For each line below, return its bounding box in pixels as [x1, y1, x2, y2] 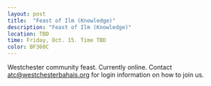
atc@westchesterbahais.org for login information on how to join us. [7, 70, 205, 79]
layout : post [7, 10, 46, 18]
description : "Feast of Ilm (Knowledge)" [7, 23, 132, 31]
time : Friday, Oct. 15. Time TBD [7, 37, 107, 44]
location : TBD [7, 30, 50, 38]
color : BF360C [7, 43, 50, 50]
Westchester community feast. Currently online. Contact [7, 63, 173, 71]
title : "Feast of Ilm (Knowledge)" [7, 17, 116, 24]
